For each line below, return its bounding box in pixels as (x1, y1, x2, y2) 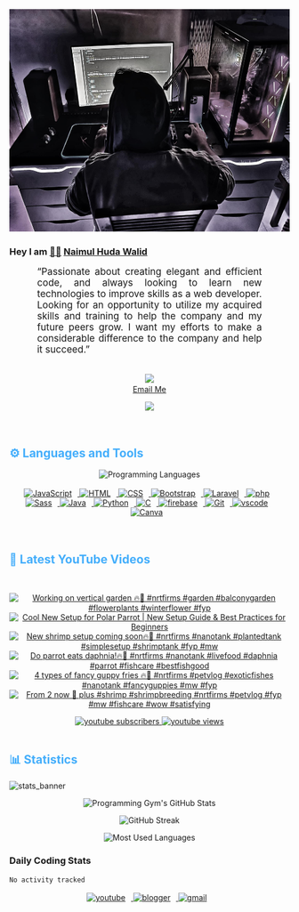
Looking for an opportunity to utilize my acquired (36, 299, 263, 311)
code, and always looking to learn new (36, 277, 263, 289)
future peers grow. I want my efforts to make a (36, 321, 263, 334)
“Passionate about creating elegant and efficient (36, 266, 263, 278)
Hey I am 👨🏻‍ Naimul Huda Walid (9, 245, 149, 257)
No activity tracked (9, 876, 86, 884)
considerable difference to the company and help (36, 333, 263, 345)
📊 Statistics (9, 752, 78, 768)
